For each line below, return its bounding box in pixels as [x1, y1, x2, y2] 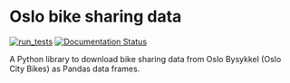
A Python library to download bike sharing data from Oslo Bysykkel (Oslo [9, 53, 282, 64]
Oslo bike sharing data [9, 6, 182, 27]
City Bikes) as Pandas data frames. [9, 63, 140, 74]
